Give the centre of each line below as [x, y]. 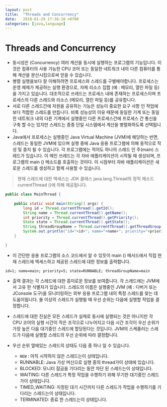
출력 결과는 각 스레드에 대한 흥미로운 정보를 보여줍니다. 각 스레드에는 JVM [84, 281]
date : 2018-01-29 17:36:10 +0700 [42, 19]
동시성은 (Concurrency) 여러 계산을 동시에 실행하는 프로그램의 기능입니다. [84, 63]
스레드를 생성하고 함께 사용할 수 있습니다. [62, 168]
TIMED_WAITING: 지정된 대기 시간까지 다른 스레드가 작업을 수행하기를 [88, 387]
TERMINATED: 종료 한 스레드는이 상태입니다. [64, 399]
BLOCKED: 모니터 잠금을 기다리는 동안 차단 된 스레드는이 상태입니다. [86, 368]
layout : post [19, 10]
